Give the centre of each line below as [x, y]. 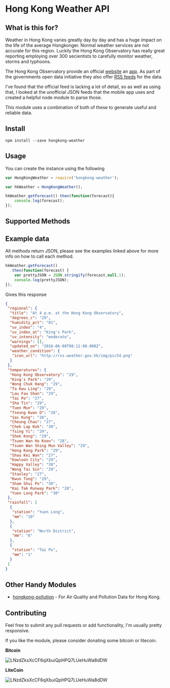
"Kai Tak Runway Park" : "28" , [42, 488]
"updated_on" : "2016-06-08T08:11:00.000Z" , [56, 346]
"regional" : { [22, 309]
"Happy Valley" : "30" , [34, 465]
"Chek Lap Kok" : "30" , [34, 427]
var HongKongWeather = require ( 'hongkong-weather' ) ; [62, 178]
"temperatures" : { [27, 370]
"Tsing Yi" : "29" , [29, 432]
